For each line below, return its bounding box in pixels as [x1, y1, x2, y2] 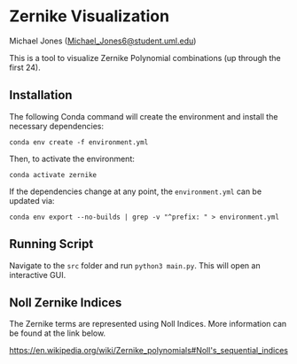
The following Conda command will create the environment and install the [9, 111, 278, 121]
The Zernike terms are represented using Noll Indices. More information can [9, 319, 287, 329]
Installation [9, 88, 73, 103]
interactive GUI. [9, 269, 66, 280]
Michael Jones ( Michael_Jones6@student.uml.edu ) [9, 35, 197, 46]
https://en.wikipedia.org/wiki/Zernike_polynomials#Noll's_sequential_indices [9, 345, 288, 356]
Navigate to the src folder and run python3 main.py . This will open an [9, 259, 261, 271]
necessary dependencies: [9, 120, 105, 131]
